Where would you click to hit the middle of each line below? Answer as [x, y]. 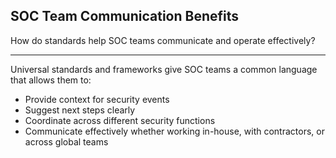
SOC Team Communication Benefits [125, 16]
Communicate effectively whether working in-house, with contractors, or [174, 131]
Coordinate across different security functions [120, 120]
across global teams [66, 141]
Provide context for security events [97, 99]
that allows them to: [51, 80]
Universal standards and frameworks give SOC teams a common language [164, 69]
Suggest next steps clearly [80, 110]
